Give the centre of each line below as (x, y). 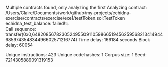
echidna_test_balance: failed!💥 (37, 23)
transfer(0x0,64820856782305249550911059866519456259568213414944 (84, 34)
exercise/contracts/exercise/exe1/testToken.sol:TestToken (65, 18)
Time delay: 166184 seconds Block (114, 40)
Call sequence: (21, 29)
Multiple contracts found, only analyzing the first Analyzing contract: (76, 7)
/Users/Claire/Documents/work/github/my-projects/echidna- (68, 13)
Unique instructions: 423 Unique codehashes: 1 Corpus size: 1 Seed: (76, 55)
